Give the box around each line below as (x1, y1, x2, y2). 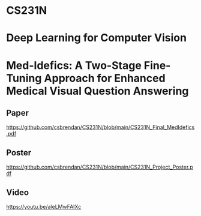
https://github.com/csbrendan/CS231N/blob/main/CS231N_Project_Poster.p (6, 163, 193, 171)
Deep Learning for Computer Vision (6, 31, 187, 45)
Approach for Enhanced (44, 71, 166, 85)
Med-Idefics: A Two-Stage (6, 58, 142, 72)
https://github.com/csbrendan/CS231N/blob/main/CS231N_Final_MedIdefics (6, 124, 195, 131)
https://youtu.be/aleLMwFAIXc (6, 203, 82, 210)
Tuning (6, 71, 42, 85)
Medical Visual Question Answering (6, 84, 189, 98)
